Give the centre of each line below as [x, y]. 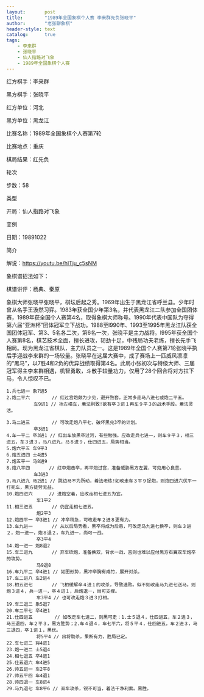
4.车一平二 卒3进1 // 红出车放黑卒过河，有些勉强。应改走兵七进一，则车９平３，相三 [100, 435]
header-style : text [31, 29]
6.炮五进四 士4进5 [27, 455]
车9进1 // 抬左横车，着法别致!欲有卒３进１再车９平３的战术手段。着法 [111, 404]
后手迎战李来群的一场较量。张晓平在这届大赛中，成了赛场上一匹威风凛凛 [97, 356]
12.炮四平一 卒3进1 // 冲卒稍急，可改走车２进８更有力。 [70, 520]
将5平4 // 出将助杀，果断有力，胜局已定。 [83, 637]
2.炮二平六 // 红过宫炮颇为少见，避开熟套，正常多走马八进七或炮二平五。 [97, 398]
